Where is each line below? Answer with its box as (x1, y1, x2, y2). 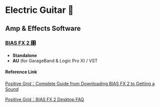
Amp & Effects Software (5, 24, 81, 33)
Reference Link (5, 69, 37, 75)
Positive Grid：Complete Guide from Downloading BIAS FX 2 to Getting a (5, 81, 155, 87)
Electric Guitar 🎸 (5, 4, 74, 16)
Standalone (12, 52, 37, 58)
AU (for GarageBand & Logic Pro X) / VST (12, 57, 98, 63)
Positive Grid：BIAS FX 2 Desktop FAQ (5, 97, 84, 103)
